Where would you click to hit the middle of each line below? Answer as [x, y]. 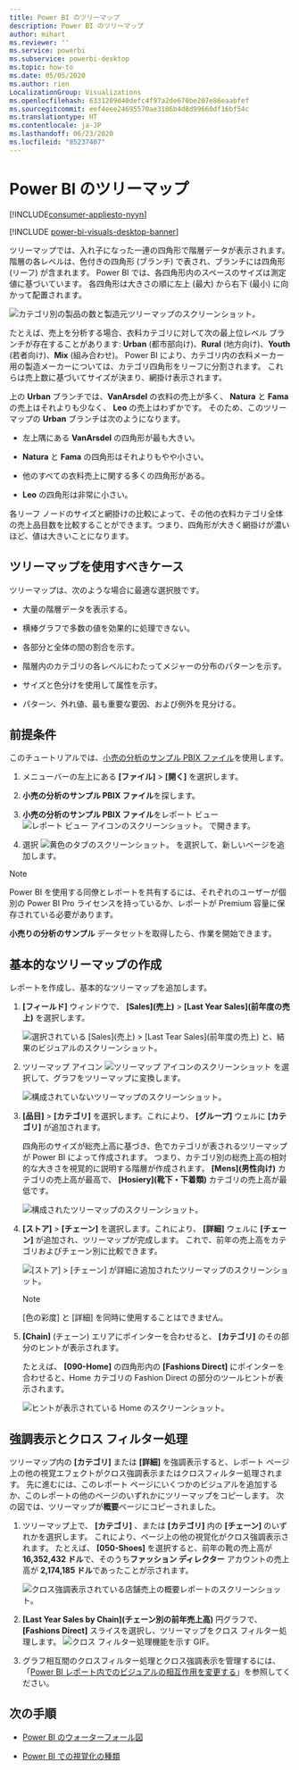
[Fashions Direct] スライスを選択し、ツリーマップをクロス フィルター [150, 1630]
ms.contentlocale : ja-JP [55, 126]
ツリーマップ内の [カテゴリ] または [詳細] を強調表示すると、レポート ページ [149, 1462]
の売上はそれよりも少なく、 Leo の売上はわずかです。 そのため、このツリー [148, 407]
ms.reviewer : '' [39, 42]
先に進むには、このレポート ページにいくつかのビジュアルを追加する [152, 1484]
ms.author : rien [39, 84]
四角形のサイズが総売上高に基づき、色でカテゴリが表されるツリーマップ [155, 1146]
